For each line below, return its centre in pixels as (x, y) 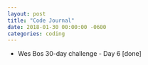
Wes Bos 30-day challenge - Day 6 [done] (80, 54)
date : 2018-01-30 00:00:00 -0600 (57, 27)
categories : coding (36, 34)
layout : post (27, 14)
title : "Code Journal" (41, 20)
